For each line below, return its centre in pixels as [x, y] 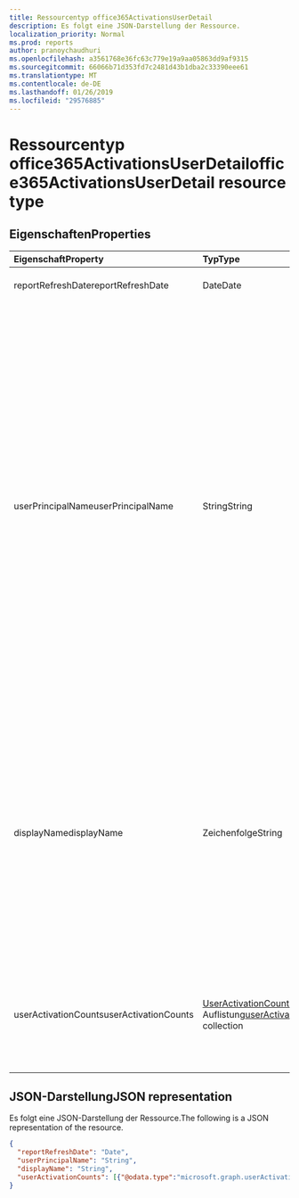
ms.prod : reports [41, 42]
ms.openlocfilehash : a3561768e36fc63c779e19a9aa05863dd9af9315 [129, 59]
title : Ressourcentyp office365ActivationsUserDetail [111, 17]
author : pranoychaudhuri [55, 51]
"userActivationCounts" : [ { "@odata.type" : [97, 1177]
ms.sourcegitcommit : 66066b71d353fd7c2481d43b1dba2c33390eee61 [129, 68]
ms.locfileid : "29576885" [57, 100]
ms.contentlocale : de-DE [55, 84]
